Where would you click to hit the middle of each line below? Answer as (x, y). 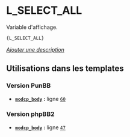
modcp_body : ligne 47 (40, 127)
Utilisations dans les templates (65, 69)
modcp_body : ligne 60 (40, 99)
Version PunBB (29, 86)
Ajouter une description (36, 49)
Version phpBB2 (31, 114)
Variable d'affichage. (32, 27)
